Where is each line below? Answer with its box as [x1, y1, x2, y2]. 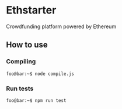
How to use [6, 40, 48, 50]
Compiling [6, 57, 36, 66]
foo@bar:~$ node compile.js [6, 71, 75, 77]
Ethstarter [6, 4, 57, 17]
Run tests [6, 84, 34, 93]
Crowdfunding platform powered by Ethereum [6, 23, 117, 30]
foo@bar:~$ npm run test [6, 97, 67, 103]
